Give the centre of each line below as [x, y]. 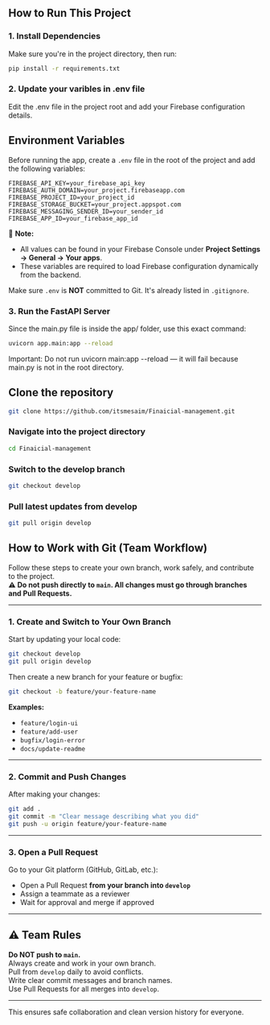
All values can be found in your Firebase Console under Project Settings [140, 249]
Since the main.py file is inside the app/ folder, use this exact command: [127, 329]
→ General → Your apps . [61, 258]
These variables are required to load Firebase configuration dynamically [139, 266]
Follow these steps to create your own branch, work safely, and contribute [131, 568]
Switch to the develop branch [67, 469]
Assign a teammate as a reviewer [75, 894]
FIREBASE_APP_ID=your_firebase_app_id [73, 218]
